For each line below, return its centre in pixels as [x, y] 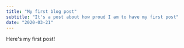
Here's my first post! [31, 39]
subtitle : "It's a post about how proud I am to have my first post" [93, 17]
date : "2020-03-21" [30, 22]
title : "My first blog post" [41, 11]
